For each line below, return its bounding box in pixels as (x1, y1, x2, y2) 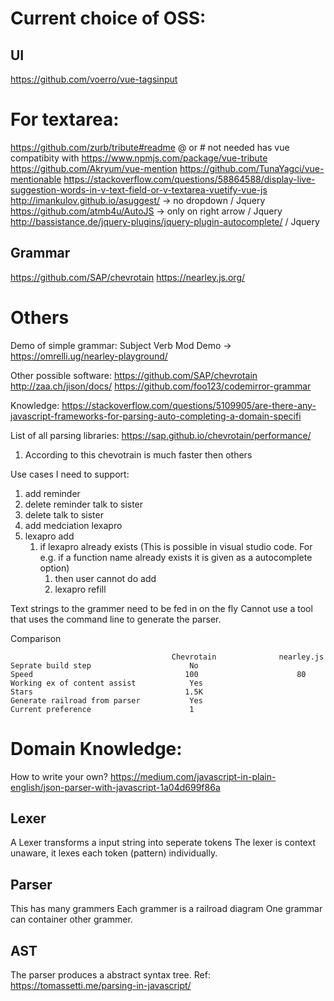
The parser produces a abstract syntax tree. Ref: (10, 969, 211, 981)
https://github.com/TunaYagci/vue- (179, 162, 325, 174)
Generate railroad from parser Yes (10, 695, 203, 706)
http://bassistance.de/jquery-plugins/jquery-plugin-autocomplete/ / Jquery (10, 215, 320, 227)
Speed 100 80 (10, 669, 307, 679)
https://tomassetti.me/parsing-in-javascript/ (10, 980, 192, 992)
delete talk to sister (24, 508, 104, 521)
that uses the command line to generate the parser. (10, 613, 222, 625)
